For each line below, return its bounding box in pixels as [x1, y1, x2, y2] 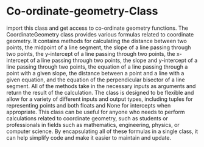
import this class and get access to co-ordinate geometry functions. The [6, 24, 189, 32]
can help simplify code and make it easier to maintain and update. [6, 134, 172, 141]
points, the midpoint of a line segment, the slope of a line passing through [6, 44, 191, 51]
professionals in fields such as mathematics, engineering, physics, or [6, 121, 180, 128]
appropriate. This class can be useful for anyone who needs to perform [6, 108, 185, 115]
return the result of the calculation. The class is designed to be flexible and [6, 89, 194, 96]
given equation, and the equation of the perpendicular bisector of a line [6, 76, 185, 83]
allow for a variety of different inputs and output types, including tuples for [6, 95, 193, 103]
